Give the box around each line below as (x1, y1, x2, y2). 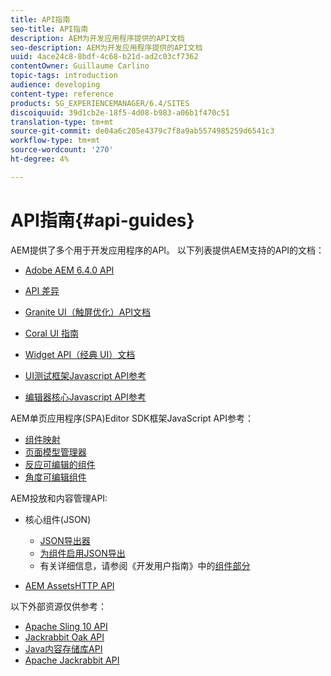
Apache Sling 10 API (24, 620, 108, 632)
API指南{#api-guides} (10, 209, 195, 231)
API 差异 (24, 284, 60, 296)
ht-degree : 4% (10, 154, 70, 164)
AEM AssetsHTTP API (24, 579, 115, 591)
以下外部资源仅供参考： (10, 600, 107, 612)
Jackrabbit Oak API (24, 631, 105, 643)
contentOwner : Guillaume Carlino (10, 61, 150, 71)
